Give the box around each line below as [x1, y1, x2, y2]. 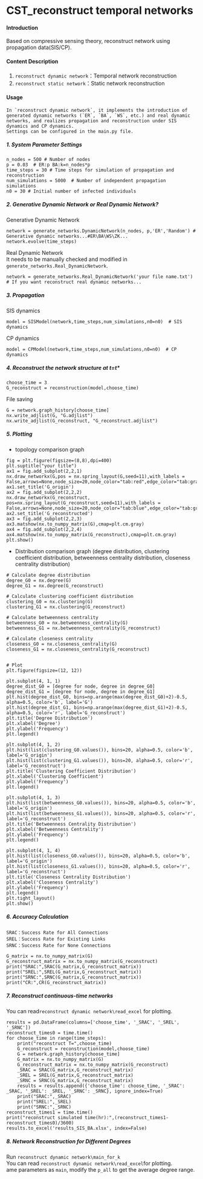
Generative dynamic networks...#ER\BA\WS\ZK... [6, 233, 129, 239]
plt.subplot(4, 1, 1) [6, 678, 61, 684]
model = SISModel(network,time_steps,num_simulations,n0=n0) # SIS [6, 318, 182, 324]
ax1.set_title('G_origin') [6, 484, 74, 490]
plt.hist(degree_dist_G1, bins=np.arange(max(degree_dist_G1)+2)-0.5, [6, 704, 188, 711]
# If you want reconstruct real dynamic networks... [6, 279, 142, 285]
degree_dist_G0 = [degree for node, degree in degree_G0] [6, 683, 155, 689]
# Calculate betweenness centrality [6, 614, 98, 620]
